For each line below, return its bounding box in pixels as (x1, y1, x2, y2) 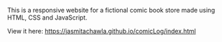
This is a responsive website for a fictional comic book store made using (7, 6, 215, 14)
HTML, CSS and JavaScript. (7, 13, 88, 22)
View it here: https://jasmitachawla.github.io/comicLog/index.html (7, 27, 196, 35)
